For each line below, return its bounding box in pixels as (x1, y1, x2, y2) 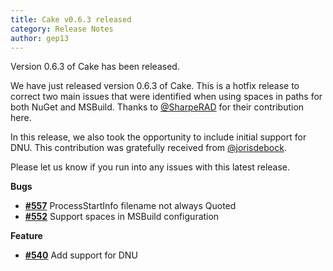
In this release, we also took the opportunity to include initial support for (10, 131, 307, 143)
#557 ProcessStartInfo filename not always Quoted (24, 200, 237, 212)
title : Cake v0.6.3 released (10, 14, 132, 25)
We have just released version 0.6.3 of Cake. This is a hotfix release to (10, 80, 300, 92)
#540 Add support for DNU (24, 249, 138, 261)
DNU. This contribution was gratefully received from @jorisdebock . (10, 142, 287, 154)
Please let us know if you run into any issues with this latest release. (10, 161, 291, 173)
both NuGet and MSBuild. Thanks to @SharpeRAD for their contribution (10, 101, 305, 113)
